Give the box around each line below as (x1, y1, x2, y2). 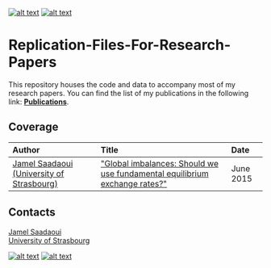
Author (12, 144, 40, 155)
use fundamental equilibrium (100, 168, 209, 179)
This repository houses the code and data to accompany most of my (8, 79, 236, 89)
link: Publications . (8, 97, 69, 107)
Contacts (8, 206, 56, 220)
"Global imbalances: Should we (100, 157, 219, 169)
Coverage (8, 120, 59, 134)
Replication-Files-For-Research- (8, 36, 231, 54)
